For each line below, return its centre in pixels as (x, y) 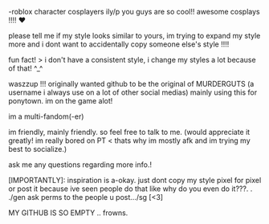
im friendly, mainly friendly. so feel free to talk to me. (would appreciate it (129, 132)
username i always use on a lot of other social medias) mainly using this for (133, 92)
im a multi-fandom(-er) (46, 116)
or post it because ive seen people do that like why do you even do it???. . (130, 189)
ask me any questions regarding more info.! (80, 165)
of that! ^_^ (26, 68)
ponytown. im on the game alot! (61, 101)
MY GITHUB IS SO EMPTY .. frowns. (68, 213)
